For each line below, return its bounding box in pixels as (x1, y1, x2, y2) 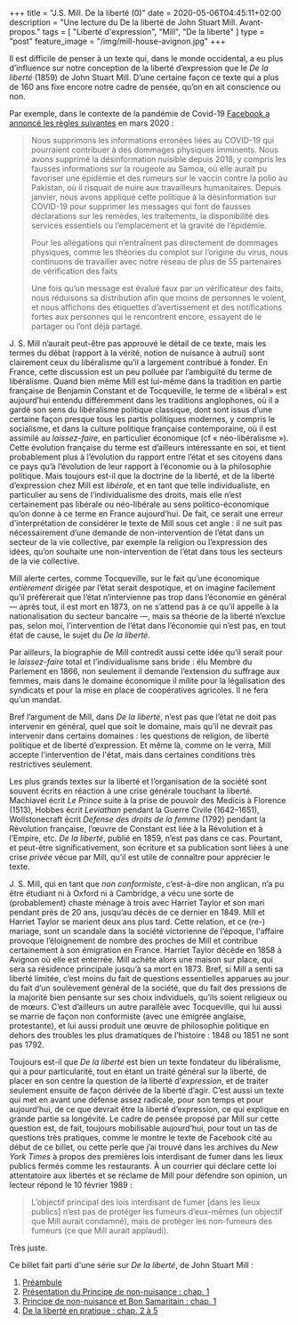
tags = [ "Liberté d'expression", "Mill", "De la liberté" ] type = (42, 27, 265, 37)
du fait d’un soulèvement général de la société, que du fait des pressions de (9, 983, 287, 993)
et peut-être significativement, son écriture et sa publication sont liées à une (9, 842, 289, 853)
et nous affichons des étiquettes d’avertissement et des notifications (30, 302, 283, 313)
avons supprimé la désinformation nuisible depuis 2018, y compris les (30, 154, 286, 164)
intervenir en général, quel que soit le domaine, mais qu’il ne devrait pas (9, 721, 273, 731)
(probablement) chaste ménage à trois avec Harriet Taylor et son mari (9, 898, 265, 907)
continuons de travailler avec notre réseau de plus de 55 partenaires (30, 256, 282, 266)
